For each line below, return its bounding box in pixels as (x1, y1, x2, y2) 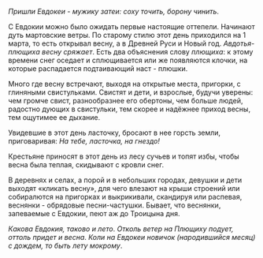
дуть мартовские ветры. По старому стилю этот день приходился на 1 (8, 31, 246, 39)
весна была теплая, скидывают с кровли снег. (8, 160, 165, 169)
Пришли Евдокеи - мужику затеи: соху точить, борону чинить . (8, 7, 219, 16)
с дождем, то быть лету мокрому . (8, 241, 123, 250)
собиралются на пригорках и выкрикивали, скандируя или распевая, (8, 193, 243, 201)
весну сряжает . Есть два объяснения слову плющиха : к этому (42, 47, 254, 56)
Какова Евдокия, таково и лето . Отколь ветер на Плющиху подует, (8, 224, 234, 234)
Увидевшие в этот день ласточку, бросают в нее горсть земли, (8, 128, 221, 137)
